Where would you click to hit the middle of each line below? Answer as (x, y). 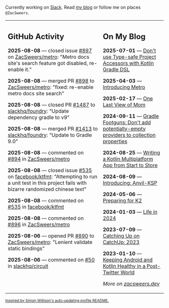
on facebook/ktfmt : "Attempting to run (53, 176)
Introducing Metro (124, 87)
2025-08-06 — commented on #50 (51, 260)
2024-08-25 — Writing (132, 152)
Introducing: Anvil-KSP (130, 182)
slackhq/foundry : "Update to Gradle (50, 135)
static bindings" (26, 248)
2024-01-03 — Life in (130, 212)
